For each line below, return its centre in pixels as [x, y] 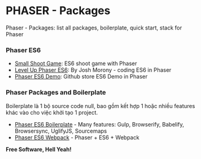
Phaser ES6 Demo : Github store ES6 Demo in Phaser [81, 77]
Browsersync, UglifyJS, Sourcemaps [61, 131]
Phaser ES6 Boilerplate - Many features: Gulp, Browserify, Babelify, [99, 124]
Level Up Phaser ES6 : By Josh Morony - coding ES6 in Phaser [93, 70]
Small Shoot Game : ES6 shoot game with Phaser [76, 64]
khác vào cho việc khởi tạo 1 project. [52, 112]
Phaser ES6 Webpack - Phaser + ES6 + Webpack [77, 137]
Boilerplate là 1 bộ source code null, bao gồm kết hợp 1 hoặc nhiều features [100, 106]
